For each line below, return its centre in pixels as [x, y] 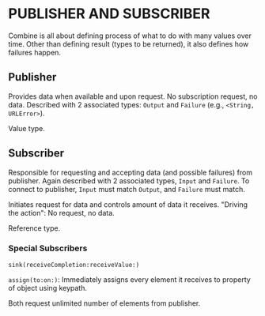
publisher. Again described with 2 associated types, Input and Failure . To [129, 181]
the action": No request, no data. [61, 213]
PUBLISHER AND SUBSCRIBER [109, 14]
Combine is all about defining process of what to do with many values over [130, 36]
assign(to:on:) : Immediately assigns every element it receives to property [129, 279]
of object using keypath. [47, 288]
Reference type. [34, 228]
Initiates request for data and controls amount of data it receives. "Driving [128, 204]
